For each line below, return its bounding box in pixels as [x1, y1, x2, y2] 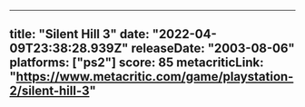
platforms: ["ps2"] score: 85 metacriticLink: [9, 55, 264, 71]
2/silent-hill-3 [9, 83, 90, 99]
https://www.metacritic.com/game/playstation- [15, 69, 294, 84]
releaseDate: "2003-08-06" [131, 41, 295, 56]
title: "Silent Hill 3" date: [9, 26, 150, 42]
